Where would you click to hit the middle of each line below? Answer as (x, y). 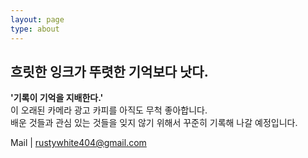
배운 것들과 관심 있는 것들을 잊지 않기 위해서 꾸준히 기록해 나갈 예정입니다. (154, 123)
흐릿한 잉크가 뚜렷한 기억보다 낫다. (109, 71)
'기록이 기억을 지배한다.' (57, 98)
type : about (35, 29)
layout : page (37, 19)
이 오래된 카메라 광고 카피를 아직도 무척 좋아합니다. (109, 110)
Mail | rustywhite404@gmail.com (78, 143)
